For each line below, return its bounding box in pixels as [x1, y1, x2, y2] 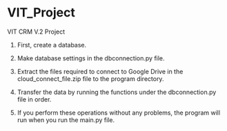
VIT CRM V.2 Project [7, 27, 66, 36]
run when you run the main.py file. [17, 115, 115, 124]
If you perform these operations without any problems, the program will [17, 108, 221, 117]
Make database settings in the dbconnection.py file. [17, 53, 165, 62]
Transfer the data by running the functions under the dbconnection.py [17, 88, 217, 96]
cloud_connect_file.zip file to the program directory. [17, 74, 164, 83]
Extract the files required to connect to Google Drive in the [17, 67, 184, 75]
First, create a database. [17, 40, 87, 49]
